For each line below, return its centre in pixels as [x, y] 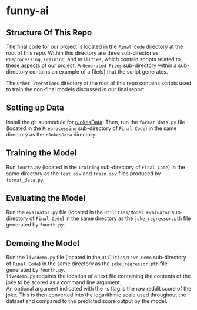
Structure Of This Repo [49, 33]
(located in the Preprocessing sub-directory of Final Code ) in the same [91, 128]
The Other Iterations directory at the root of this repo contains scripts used [99, 83]
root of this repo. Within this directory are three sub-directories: [83, 53]
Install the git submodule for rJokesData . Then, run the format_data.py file [96, 122]
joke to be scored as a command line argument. [64, 282]
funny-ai [27, 11]
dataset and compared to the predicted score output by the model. [87, 301]
